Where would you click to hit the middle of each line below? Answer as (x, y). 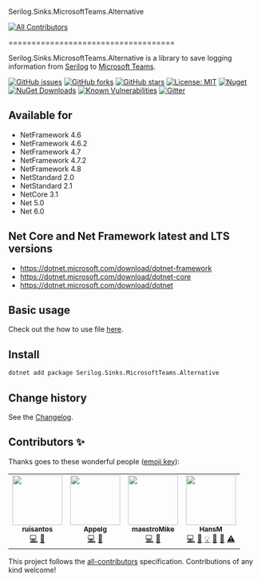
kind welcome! (32, 570)
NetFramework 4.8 (50, 169)
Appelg (95, 529)
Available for (41, 115)
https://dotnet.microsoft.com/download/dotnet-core (105, 277)
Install (24, 354)
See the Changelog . (41, 417)
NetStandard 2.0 (47, 177)
